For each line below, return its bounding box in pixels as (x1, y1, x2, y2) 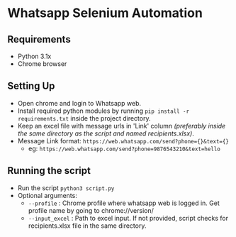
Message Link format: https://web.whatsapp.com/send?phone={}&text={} (17, 136, 229, 145)
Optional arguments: (17, 191, 78, 199)
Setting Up (7, 80, 55, 92)
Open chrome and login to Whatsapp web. (17, 99, 142, 107)
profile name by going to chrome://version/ (28, 206, 154, 214)
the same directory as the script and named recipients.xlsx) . (17, 129, 195, 138)
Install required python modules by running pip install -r (17, 106, 190, 115)
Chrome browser (17, 60, 67, 68)
